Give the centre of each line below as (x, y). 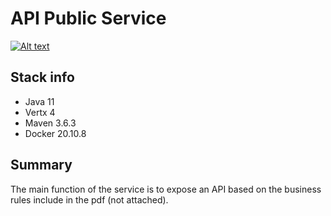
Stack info (42, 77)
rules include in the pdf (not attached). (89, 199)
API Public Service (88, 18)
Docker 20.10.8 (55, 133)
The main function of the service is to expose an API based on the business (166, 189)
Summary (41, 165)
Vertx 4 (40, 112)
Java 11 (39, 101)
